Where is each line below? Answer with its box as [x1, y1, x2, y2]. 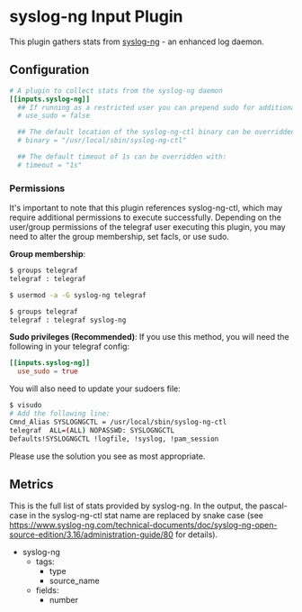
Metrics [9, 476, 54, 492]
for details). [174, 529, 218, 540]
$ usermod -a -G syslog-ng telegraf [9, 290, 147, 299]
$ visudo [9, 401, 42, 410]
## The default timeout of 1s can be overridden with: [17, 152, 227, 161]
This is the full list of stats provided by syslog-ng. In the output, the [9, 500, 258, 511]
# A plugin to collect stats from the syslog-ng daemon [9, 86, 223, 96]
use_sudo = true [17, 367, 78, 376]
